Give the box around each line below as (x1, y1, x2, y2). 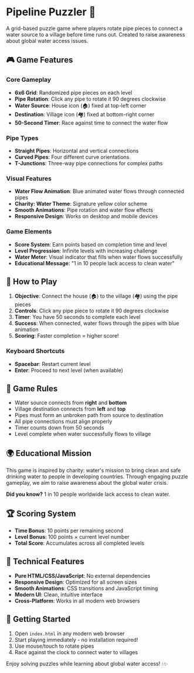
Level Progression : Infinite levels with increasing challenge (14, 247, 158, 254)
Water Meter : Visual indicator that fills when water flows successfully (14, 253, 183, 261)
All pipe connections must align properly (14, 418, 113, 425)
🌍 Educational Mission (6, 448, 92, 458)
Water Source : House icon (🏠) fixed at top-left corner (14, 102, 147, 109)
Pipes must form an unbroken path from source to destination (14, 412, 164, 419)
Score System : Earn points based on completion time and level (14, 241, 167, 248)
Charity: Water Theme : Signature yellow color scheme (14, 200, 148, 208)
